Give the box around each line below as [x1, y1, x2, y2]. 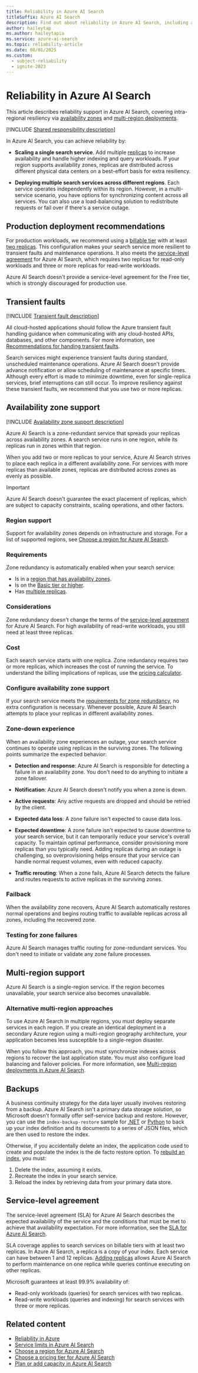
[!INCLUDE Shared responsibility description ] [6, 126, 116, 133]
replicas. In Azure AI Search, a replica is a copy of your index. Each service [6, 1248, 189, 1255]
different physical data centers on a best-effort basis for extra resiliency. [14, 167, 191, 175]
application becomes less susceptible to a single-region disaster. [6, 1036, 164, 1044]
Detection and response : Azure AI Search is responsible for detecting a [14, 762, 190, 769]
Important [6, 484, 30, 491]
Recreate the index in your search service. [14, 1172, 118, 1180]
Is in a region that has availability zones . [14, 576, 112, 583]
